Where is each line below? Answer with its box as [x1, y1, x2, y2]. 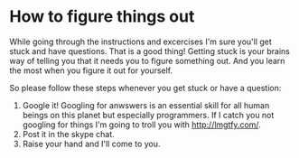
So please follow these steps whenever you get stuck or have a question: [9, 82, 282, 93]
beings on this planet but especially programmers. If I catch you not [22, 109, 275, 120]
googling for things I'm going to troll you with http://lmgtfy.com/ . [22, 119, 262, 130]
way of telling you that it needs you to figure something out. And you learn [9, 55, 285, 66]
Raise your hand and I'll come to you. [22, 138, 161, 149]
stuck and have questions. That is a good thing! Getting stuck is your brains [9, 45, 291, 56]
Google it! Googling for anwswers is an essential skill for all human [22, 99, 270, 110]
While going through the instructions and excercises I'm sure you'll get [9, 36, 273, 47]
